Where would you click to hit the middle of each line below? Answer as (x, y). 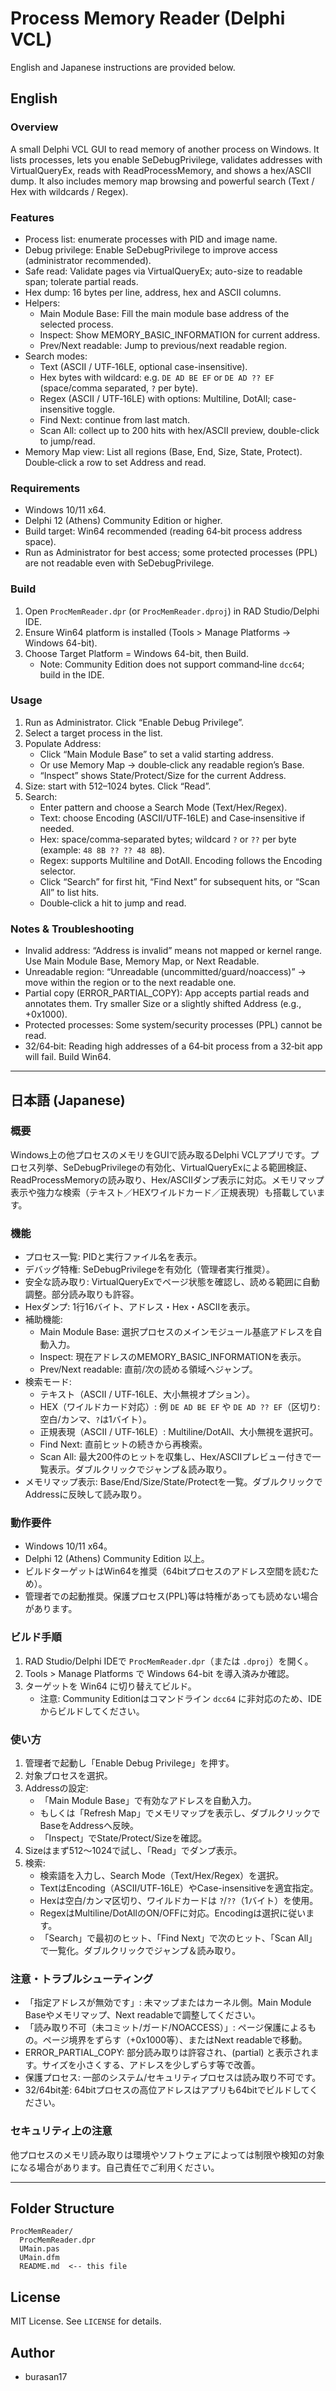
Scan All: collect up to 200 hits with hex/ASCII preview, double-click (179, 430)
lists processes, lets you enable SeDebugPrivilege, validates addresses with (166, 159)
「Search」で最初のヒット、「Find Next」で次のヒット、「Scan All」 (178, 1938)
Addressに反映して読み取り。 (85, 1494)
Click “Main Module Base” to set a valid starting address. (156, 754)
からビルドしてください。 (92, 1711)
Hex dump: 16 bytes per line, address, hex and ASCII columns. (153, 292)
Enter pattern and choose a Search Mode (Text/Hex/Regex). (163, 807)
